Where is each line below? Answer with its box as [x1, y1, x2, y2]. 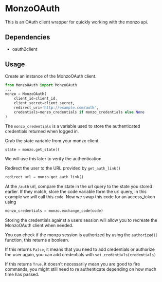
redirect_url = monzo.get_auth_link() [5, 175, 84, 180]
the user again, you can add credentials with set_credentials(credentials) [5, 252, 157, 258]
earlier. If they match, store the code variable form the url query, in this [5, 188, 147, 195]
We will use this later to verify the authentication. [5, 156, 103, 162]
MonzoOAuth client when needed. [5, 223, 73, 228]
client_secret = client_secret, [14, 101, 75, 106]
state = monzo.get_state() [5, 147, 60, 152]
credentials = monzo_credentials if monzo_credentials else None [14, 110, 145, 114]
